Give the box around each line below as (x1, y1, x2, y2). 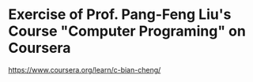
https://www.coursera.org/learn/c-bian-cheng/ (8, 65, 161, 74)
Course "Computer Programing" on (8, 22, 247, 40)
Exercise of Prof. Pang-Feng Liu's (8, 6, 232, 24)
